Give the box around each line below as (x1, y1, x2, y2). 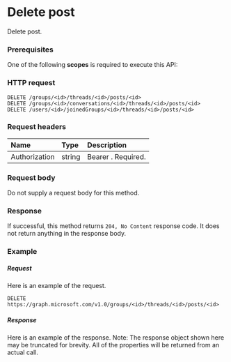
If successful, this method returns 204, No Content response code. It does (7, 222, 220, 230)
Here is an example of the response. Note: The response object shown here (7, 333, 225, 342)
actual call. (7, 348, 38, 356)
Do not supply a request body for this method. (7, 189, 140, 197)
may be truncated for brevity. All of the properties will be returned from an (7, 341, 220, 349)
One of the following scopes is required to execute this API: (7, 61, 178, 69)
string (61, 151, 81, 161)
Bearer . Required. (86, 151, 146, 161)
